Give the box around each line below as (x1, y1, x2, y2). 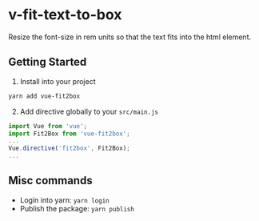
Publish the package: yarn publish (19, 203, 134, 213)
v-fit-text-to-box (8, 6, 122, 24)
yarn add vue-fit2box (8, 92, 81, 100)
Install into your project (19, 76, 96, 86)
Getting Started (8, 55, 87, 69)
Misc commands (8, 174, 94, 187)
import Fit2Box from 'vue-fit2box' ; (8, 130, 130, 138)
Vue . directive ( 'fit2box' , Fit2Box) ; (8, 144, 130, 153)
